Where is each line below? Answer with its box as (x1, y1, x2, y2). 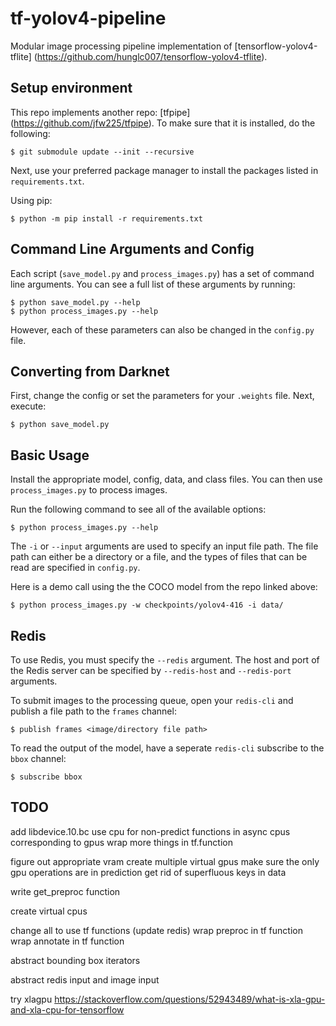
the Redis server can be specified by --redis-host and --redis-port (10, 665, 292, 676)
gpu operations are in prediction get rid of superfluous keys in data (10, 866, 287, 878)
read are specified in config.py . (10, 562, 141, 574)
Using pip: (10, 194, 53, 206)
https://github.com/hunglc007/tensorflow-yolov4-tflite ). (36, 50, 268, 62)
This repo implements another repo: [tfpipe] (10, 106, 191, 118)
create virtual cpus (10, 905, 88, 917)
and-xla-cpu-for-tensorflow (10, 1003, 125, 1016)
